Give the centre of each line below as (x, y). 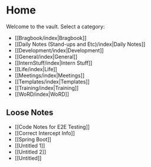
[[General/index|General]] (46, 56)
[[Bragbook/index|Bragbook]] (50, 38)
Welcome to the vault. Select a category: (55, 26)
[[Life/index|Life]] (36, 69)
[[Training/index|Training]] (47, 88)
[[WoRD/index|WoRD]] (42, 94)
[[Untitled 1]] (30, 145)
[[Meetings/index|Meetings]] (50, 75)
